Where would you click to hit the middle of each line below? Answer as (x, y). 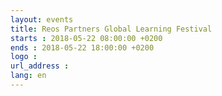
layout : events (42, 19)
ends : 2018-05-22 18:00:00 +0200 (82, 47)
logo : (24, 57)
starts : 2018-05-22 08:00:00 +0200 (86, 38)
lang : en (28, 76)
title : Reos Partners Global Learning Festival (111, 29)
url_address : (40, 66)
